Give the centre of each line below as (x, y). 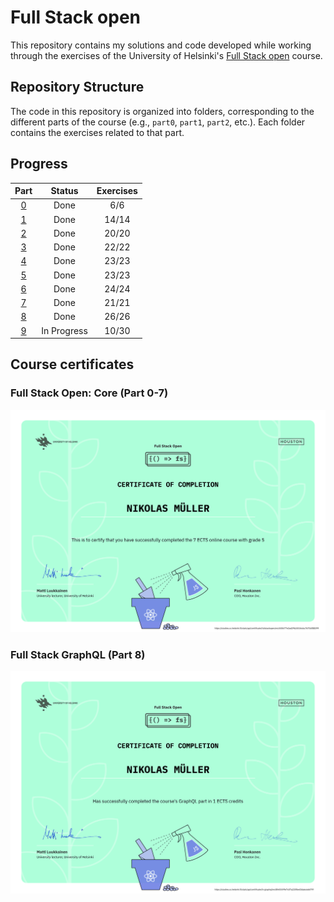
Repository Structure (77, 87)
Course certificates (72, 364)
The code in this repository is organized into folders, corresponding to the (162, 111)
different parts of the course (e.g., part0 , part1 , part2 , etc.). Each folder (158, 122)
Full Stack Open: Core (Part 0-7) (89, 393)
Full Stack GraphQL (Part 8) (78, 654)
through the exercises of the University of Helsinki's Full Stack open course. (166, 55)
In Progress (64, 330)
